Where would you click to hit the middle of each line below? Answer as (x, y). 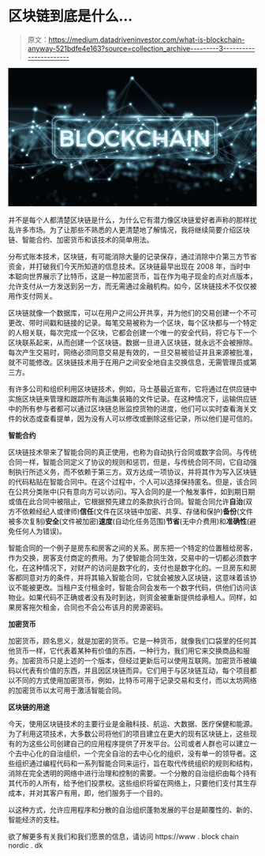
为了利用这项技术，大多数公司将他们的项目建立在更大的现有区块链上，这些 (129, 733)
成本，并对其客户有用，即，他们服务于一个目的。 (88, 793)
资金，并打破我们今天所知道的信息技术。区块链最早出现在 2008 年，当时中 (129, 266)
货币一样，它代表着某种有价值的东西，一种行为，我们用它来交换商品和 (129, 650)
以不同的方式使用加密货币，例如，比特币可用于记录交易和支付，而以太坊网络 (132, 680)
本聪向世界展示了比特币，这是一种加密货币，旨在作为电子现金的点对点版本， (132, 276)
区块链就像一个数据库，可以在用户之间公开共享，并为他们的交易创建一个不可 (132, 312)
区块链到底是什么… (71, 16)
